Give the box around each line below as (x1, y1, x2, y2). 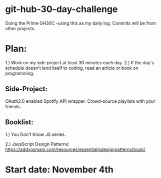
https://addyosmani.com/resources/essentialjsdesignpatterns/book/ (5, 146, 146, 152)
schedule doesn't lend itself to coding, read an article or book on (5, 65, 138, 71)
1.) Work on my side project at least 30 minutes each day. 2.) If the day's (5, 59, 154, 66)
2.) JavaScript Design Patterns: (5, 141, 69, 147)
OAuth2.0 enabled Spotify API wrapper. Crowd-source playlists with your (5, 98, 155, 104)
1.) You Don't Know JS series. (5, 131, 66, 137)
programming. (5, 70, 34, 76)
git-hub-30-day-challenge (5, 4, 118, 15)
